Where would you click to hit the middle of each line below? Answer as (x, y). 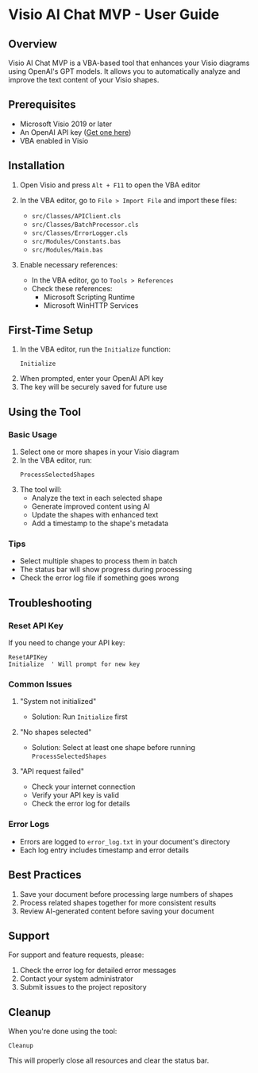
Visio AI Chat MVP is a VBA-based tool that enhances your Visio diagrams (129, 63)
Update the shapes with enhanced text (95, 515)
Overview (33, 44)
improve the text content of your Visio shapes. (84, 80)
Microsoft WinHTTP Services (91, 305)
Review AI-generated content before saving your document (117, 911)
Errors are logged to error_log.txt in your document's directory (125, 841)
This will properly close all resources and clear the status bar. (109, 1060)
